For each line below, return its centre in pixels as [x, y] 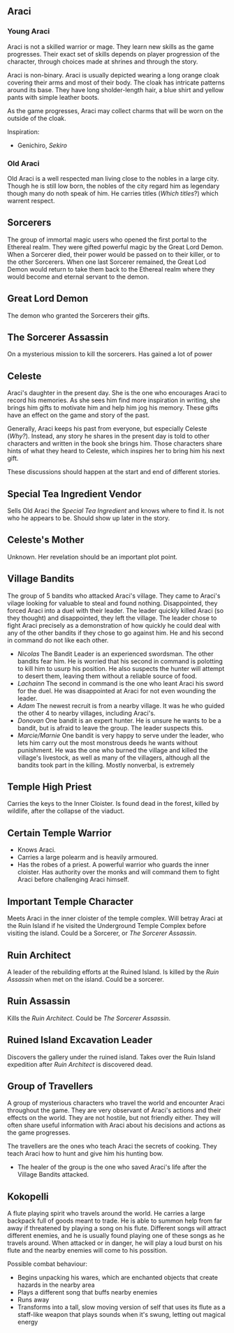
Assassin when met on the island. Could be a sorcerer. [86, 979]
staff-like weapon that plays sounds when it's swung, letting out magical [121, 1315]
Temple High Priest [50, 787]
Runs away [33, 1300]
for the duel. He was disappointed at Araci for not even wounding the [117, 691]
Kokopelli [28, 1196]
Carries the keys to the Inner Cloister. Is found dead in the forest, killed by [113, 804]
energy [28, 1322]
